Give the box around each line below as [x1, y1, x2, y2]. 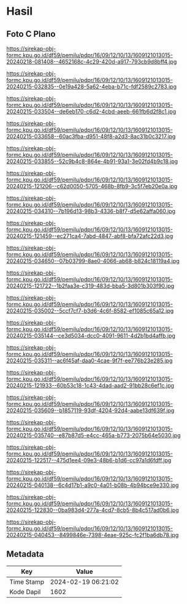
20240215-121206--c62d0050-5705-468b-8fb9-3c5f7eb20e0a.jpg [6, 183, 178, 189]
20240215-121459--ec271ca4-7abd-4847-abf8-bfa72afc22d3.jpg [6, 232, 174, 240]
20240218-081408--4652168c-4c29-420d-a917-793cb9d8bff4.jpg [6, 58, 177, 65]
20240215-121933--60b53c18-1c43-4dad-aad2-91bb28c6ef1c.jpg [6, 382, 175, 389]
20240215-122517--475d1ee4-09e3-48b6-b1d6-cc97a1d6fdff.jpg [6, 457, 172, 464]
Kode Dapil [9, 587, 41, 596]
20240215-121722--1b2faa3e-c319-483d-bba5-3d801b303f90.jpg [6, 282, 175, 289]
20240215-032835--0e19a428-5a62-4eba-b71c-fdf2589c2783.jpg [6, 83, 177, 90]
